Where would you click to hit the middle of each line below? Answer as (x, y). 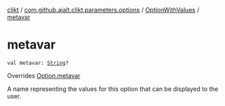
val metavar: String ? (38, 63)
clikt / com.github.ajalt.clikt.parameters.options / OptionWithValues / (103, 10)
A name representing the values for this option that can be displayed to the (113, 89)
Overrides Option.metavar (44, 75)
